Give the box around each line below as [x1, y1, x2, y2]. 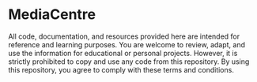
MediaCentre [8, 6, 96, 24]
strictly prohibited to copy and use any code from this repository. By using [8, 57, 250, 66]
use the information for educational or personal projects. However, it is [8, 48, 238, 58]
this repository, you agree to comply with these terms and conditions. [8, 65, 235, 74]
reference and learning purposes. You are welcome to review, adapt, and [8, 39, 246, 49]
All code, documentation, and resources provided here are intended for [8, 32, 240, 41]
